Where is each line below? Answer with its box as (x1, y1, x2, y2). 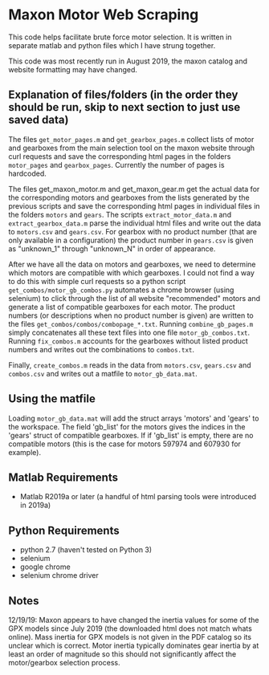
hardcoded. (8, 169, 47, 178)
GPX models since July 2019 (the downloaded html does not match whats (8, 624, 253, 633)
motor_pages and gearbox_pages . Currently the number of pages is (8, 160, 225, 169)
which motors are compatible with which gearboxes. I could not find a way (8, 267, 255, 278)
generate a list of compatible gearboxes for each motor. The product (8, 302, 235, 311)
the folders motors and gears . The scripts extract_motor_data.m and (8, 209, 231, 219)
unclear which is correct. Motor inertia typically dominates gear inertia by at (8, 640, 259, 650)
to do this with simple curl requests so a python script (8, 276, 186, 286)
